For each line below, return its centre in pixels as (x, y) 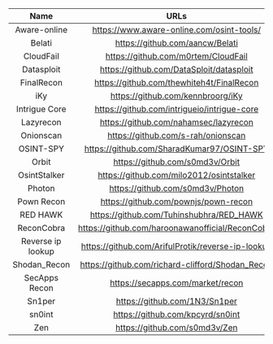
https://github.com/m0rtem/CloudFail (176, 56)
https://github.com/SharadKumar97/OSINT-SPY (177, 148)
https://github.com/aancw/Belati (176, 43)
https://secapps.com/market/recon (176, 283)
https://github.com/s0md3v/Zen (176, 327)
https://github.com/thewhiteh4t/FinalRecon (177, 83)
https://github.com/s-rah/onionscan (177, 135)
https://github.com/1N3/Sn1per (176, 301)
